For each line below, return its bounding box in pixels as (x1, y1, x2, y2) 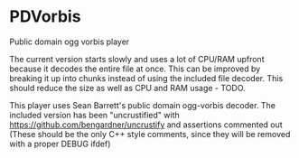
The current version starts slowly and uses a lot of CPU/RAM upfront (9, 53, 265, 64)
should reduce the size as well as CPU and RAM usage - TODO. (9, 82, 246, 93)
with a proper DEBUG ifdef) (9, 138, 111, 149)
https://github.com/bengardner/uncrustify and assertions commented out (9, 119, 283, 130)
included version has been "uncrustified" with (9, 109, 181, 120)
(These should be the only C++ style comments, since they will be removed (9, 128, 291, 139)
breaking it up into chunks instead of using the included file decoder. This (9, 72, 284, 83)
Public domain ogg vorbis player (9, 36, 130, 47)
